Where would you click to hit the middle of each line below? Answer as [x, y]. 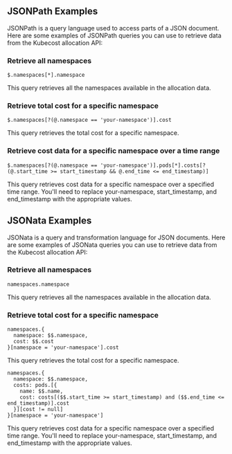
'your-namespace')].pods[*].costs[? [153, 165]
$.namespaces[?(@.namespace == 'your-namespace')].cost [89, 120]
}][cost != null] [38, 410]
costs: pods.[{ [35, 385]
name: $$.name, [42, 391]
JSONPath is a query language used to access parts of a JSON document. [113, 28]
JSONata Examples [50, 221]
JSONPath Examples [53, 11]
